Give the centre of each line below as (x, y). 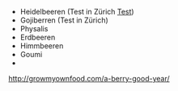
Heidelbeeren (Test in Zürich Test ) (77, 12)
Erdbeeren (38, 37)
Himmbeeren (42, 46)
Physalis (34, 29)
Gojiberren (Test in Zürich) (64, 20)
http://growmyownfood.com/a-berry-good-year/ (89, 79)
